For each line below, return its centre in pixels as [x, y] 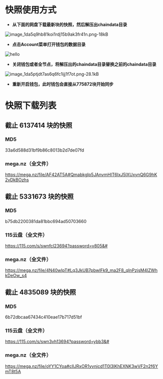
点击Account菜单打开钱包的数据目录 [49, 44]
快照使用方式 [31, 10]
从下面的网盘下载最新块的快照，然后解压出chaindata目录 [70, 24]
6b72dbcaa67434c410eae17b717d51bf [43, 317]
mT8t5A [13, 371]
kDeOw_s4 [16, 276]
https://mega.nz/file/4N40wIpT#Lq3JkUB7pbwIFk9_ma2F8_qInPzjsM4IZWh [81, 270]
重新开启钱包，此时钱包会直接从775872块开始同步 [63, 84]
